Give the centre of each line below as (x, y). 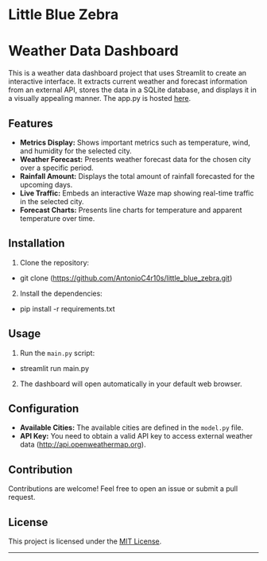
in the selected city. (52, 201)
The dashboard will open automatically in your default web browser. (131, 384)
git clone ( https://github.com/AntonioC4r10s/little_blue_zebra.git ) (126, 278)
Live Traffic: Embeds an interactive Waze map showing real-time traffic (137, 193)
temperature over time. (57, 218)
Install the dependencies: (61, 293)
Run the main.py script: (57, 353)
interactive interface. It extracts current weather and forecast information (128, 82)
